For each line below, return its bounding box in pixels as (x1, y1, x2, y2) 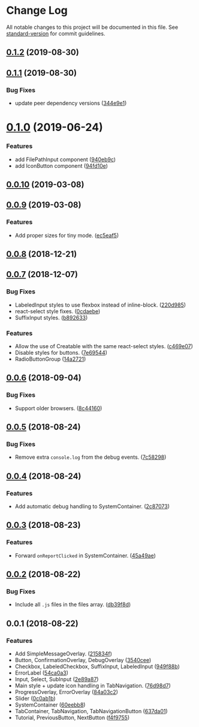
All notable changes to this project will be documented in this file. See (6, 23, 179, 31)
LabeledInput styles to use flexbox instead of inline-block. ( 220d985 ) (14, 301, 186, 308)
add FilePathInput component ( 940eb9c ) (14, 156, 116, 163)
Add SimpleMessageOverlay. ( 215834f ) (14, 650, 113, 657)
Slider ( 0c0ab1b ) (14, 695, 56, 702)
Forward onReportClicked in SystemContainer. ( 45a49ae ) (14, 551, 156, 559)
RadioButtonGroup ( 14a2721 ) (14, 355, 86, 363)
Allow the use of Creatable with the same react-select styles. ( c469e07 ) (14, 342, 194, 349)
